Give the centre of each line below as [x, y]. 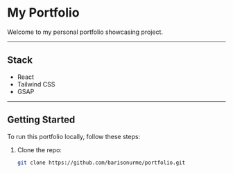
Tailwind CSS [36, 84]
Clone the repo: [40, 149]
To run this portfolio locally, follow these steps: [74, 136]
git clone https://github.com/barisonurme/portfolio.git [101, 163]
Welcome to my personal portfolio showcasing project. [85, 32]
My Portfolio [43, 13]
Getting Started [41, 120]
